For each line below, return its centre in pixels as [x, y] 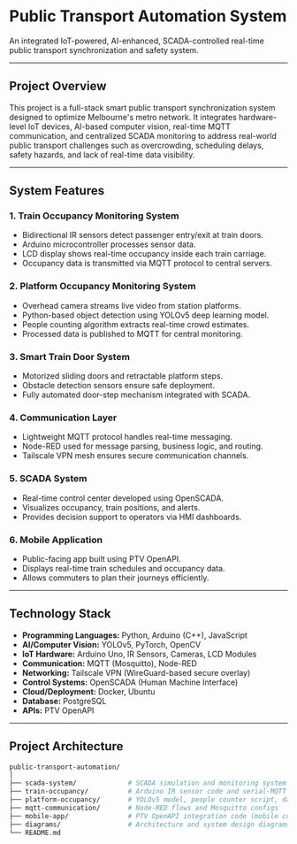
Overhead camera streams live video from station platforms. [131, 305]
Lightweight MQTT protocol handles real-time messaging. [127, 437]
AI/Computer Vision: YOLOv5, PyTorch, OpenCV [111, 644]
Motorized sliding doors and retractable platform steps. [122, 376]
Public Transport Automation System [148, 16]
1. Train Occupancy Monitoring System [94, 216]
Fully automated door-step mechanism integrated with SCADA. [136, 395]
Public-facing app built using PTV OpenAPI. [101, 558]
